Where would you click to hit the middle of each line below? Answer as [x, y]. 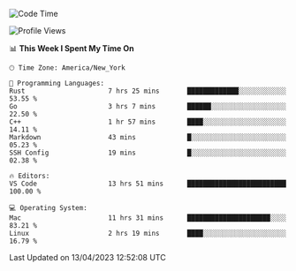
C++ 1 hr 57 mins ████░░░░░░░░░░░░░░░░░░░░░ [148, 122]
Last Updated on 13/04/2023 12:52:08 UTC [87, 257]
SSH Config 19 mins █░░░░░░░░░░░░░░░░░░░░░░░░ [148, 153]
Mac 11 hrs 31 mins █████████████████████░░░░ [148, 218]
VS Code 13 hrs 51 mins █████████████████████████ [148, 184]
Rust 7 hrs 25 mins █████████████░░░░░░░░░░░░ [148, 91]
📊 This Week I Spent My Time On [72, 48]
